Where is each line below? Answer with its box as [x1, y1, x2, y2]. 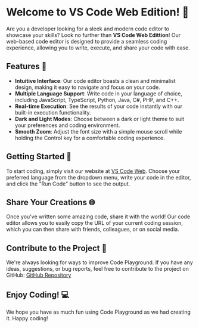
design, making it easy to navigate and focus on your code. [14, 83, 161, 91]
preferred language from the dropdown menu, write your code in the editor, [6, 174, 191, 181]
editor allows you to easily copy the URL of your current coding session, [6, 219, 183, 227]
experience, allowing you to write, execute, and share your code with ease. [6, 44, 191, 51]
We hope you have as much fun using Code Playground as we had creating [6, 308, 191, 315]
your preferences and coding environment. [14, 122, 120, 129]
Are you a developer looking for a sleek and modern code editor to [6, 25, 170, 32]
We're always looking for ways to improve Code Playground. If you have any [6, 259, 194, 266]
